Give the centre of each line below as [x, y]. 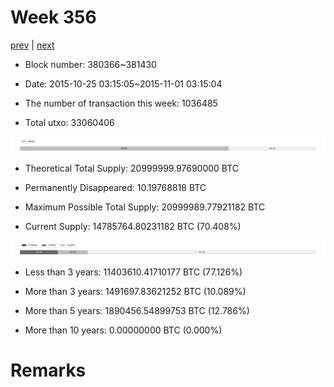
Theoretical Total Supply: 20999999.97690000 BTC [132, 168]
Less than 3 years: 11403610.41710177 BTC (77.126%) [133, 272]
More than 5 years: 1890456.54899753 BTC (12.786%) [137, 311]
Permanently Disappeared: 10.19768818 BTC [115, 188]
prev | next [32, 45]
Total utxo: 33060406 [69, 122]
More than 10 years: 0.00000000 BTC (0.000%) [123, 330]
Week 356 [53, 17]
